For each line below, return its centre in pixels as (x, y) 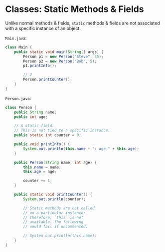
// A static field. (34, 126)
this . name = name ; (42, 167)
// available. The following (53, 222)
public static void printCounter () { (53, 194)
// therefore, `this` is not (53, 217)
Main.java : (16, 38)
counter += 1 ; (38, 181)
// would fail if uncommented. (56, 227)
